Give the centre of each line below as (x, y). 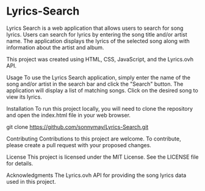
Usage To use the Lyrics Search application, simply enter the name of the (99, 77)
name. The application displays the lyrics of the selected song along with (98, 41)
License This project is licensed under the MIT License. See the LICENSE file (103, 157)
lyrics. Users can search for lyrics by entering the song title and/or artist (97, 34)
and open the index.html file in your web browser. (69, 115)
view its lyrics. (24, 97)
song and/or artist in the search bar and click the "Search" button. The (95, 84)
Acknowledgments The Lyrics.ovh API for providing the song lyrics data (96, 175)
